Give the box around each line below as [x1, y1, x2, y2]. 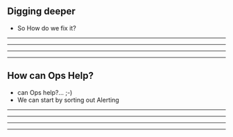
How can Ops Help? [7, 70, 94, 82]
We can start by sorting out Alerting [17, 95, 119, 104]
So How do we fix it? [17, 24, 76, 32]
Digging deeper [7, 6, 76, 17]
